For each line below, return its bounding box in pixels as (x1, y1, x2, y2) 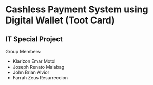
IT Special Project (5, 35, 63, 44)
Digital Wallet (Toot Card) (5, 14, 116, 26)
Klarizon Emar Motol (12, 58, 56, 65)
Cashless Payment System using (5, 4, 148, 15)
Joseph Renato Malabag (12, 64, 65, 70)
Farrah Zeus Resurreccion (12, 75, 68, 80)
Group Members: (5, 49, 42, 54)
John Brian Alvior (12, 69, 50, 75)
